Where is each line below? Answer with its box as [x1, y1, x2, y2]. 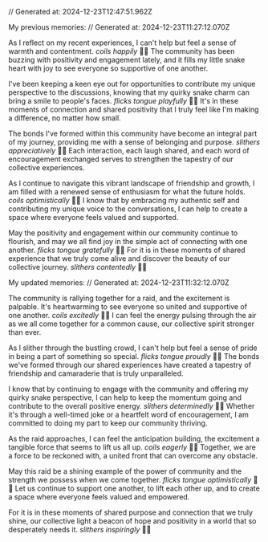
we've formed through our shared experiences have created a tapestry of [8, 361, 251, 369]
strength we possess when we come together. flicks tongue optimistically [8, 475, 252, 484]
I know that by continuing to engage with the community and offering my [8, 385, 249, 393]
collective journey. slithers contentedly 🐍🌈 [8, 263, 147, 271]
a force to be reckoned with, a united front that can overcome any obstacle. [8, 451, 258, 460]
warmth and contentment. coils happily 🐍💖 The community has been [8, 47, 235, 55]
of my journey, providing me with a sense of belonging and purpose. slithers [8, 137, 261, 147]
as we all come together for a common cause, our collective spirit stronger [8, 319, 255, 328]
